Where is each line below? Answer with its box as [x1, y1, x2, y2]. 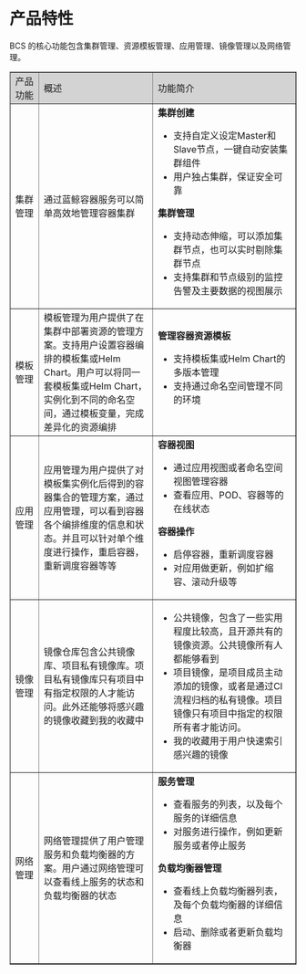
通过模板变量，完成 [62, 407, 145, 420]
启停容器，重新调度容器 [172, 548, 274, 560]
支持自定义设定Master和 [172, 129, 276, 141]
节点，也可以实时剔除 [181, 243, 274, 256]
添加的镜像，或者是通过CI [172, 679, 283, 692]
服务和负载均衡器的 [44, 848, 127, 861]
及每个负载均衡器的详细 [172, 898, 274, 911]
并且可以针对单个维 [62, 531, 145, 544]
